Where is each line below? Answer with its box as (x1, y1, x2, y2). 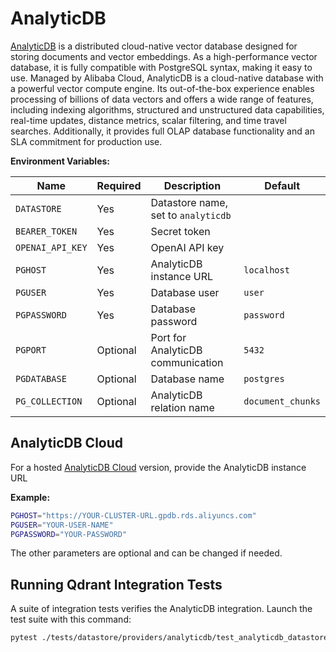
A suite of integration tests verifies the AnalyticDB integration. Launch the (10, 603, 313, 615)
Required (96, 178, 142, 192)
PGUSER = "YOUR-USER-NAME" (10, 520, 114, 530)
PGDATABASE (15, 373, 67, 384)
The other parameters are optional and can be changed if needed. (10, 547, 283, 559)
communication (150, 355, 224, 369)
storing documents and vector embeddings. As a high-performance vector (10, 50, 318, 62)
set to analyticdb (150, 208, 232, 222)
